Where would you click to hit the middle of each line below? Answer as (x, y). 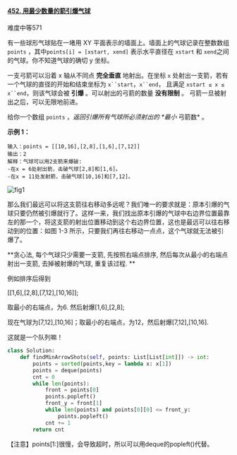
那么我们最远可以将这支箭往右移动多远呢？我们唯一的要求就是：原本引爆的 (115, 204)
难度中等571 (25, 28)
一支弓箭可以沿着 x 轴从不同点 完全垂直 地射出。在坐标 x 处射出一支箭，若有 (118, 76)
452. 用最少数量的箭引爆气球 (49, 11)
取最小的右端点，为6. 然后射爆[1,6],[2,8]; (66, 307)
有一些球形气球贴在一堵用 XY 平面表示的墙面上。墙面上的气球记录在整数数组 (118, 43)
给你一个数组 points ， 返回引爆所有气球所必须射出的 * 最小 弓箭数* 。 (108, 117)
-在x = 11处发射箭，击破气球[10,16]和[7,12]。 (71, 177)
